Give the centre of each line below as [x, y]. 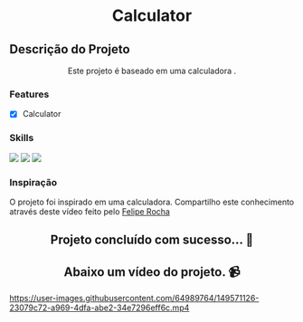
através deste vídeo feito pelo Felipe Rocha [90, 211]
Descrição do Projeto [70, 49]
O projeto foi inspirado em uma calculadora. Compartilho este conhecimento [152, 202]
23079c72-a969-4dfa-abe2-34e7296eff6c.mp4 [99, 308]
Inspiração [33, 182]
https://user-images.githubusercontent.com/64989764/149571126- [134, 298]
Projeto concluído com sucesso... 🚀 [152, 240]
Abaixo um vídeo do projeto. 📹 [152, 272]
